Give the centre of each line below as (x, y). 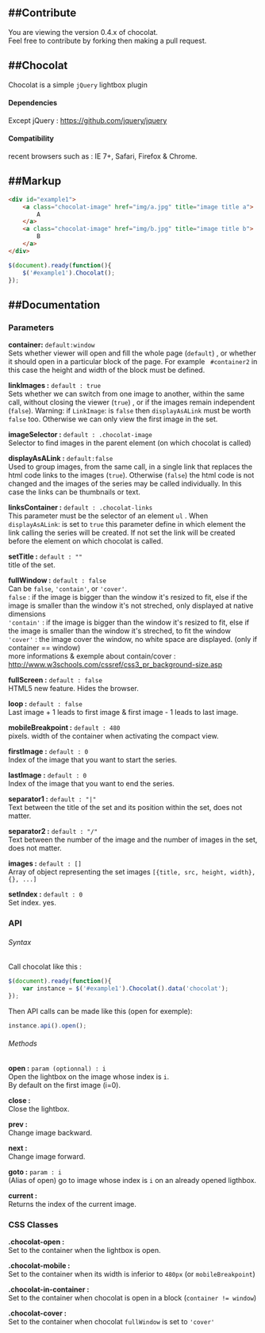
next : (18, 1148)
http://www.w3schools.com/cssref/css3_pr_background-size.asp (115, 665)
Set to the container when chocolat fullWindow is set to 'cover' (111, 1322)
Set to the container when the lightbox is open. (84, 1250)
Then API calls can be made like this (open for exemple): (100, 1011)
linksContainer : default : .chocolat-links (81, 508)
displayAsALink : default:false (61, 459)
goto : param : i (35, 1172)
